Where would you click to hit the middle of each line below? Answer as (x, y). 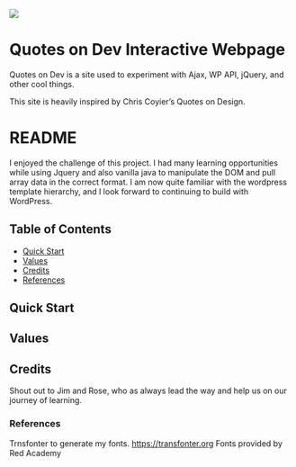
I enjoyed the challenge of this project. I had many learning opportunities (144, 163)
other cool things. (42, 84)
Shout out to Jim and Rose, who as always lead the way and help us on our (148, 391)
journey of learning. (46, 400)
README (43, 138)
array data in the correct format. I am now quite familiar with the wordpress (148, 182)
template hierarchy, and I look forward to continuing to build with (129, 191)
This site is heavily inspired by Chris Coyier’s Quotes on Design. (127, 101)
